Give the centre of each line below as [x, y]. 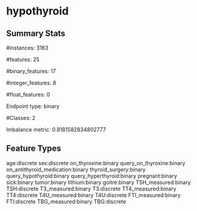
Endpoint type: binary [33, 106]
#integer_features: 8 [31, 83]
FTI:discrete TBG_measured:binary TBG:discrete [66, 201]
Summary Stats [36, 33]
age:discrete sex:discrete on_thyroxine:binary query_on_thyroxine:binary [96, 163]
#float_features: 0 [28, 94]
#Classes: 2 [21, 118]
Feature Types [34, 149]
